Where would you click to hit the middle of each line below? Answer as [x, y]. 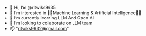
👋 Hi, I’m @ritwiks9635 [33, 8]
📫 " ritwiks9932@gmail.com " [39, 28]
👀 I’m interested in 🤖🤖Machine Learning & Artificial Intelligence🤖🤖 [75, 13]
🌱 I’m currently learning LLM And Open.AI [52, 18]
